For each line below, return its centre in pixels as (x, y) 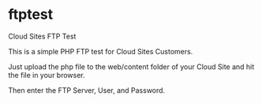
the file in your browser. (47, 75)
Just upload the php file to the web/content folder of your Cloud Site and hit (131, 66)
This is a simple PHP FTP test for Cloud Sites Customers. (101, 51)
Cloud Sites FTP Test (42, 36)
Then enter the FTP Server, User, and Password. (87, 90)
